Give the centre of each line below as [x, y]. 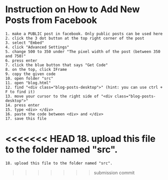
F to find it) [20, 92]
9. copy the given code [31, 74]
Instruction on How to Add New [73, 9]
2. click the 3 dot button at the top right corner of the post [75, 38]
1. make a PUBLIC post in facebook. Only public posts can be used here [84, 34]
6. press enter [21, 60]
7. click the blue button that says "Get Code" [57, 65]
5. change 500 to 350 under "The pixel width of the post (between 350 [83, 52]
